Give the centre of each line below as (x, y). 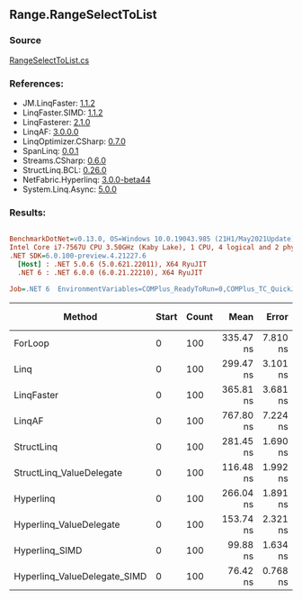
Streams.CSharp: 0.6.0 (64, 160)
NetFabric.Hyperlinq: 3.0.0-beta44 (86, 179)
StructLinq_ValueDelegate (68, 472)
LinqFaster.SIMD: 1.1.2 (62, 113)
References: (37, 83)
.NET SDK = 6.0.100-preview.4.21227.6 (78, 256)
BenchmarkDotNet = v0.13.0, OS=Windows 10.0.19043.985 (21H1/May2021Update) (152, 239)
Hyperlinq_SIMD (48, 550)
